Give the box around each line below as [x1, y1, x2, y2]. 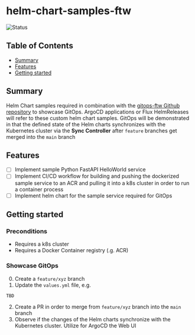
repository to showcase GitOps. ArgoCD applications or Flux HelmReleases [6, 108, 189, 115]
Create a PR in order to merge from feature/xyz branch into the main [14, 303, 181, 311]
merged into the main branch [6, 133, 76, 140]
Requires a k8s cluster [14, 240, 69, 248]
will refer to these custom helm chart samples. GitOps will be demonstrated [6, 114, 190, 122]
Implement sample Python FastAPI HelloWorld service [14, 166, 146, 173]
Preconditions [6, 227, 48, 235]
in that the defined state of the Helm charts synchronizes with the [6, 121, 166, 128]
